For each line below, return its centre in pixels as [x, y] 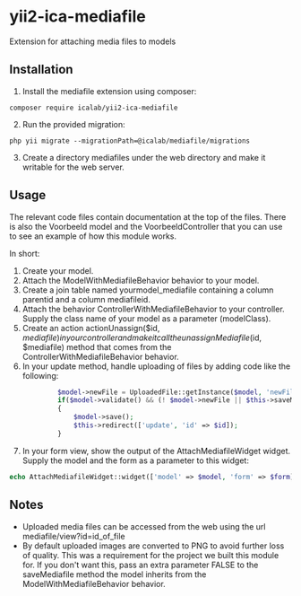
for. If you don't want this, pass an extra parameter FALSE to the [140, 565]
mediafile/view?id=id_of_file [73, 536]
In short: [25, 253]
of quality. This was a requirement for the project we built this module [150, 555]
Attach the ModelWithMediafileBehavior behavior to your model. [141, 280]
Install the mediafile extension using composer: [109, 91]
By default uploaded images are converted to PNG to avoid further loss [153, 546]
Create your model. [58, 270]
